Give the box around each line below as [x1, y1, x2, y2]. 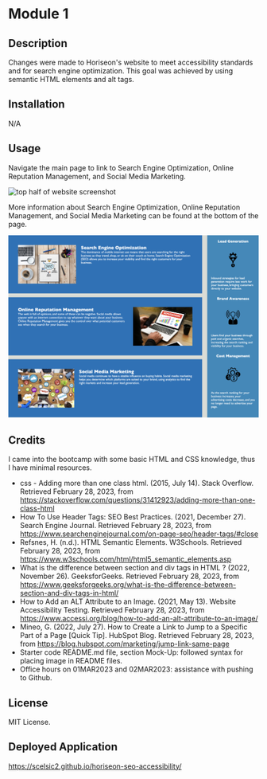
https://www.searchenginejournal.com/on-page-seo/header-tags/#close [19, 529, 259, 538]
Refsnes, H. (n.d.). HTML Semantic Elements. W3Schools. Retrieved [19, 538, 242, 547]
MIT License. [8, 717, 51, 726]
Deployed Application [8, 740, 118, 754]
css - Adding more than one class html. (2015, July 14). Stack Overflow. [19, 479, 254, 488]
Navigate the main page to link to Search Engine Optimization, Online [8, 162, 234, 172]
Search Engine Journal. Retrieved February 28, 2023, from [19, 521, 212, 530]
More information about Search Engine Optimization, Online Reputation [8, 202, 241, 212]
